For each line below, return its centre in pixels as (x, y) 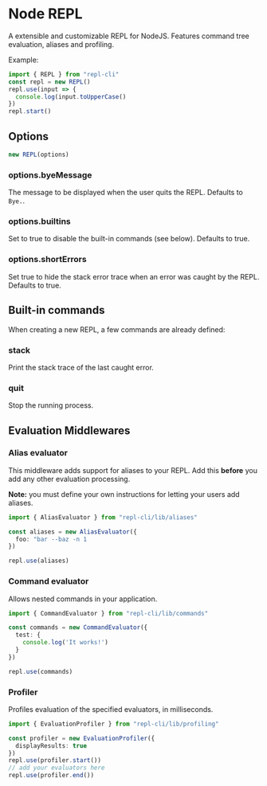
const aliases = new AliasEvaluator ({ (73, 532)
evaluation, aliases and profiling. (61, 44)
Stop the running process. (51, 405)
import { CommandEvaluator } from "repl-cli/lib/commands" (108, 613)
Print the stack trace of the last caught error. (81, 367)
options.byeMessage (50, 174)
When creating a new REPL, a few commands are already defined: (117, 329)
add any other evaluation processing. (69, 479)
